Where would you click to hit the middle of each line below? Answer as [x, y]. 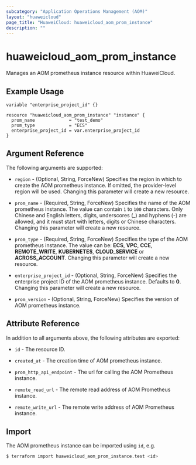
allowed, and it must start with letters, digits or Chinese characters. [95, 221]
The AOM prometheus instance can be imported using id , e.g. [81, 446]
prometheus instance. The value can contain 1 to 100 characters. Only [99, 209]
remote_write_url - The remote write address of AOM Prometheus [94, 407]
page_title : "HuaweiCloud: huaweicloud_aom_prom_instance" [80, 22]
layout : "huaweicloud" [34, 17]
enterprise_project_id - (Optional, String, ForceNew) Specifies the [96, 275]
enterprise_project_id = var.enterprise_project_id [76, 131]
